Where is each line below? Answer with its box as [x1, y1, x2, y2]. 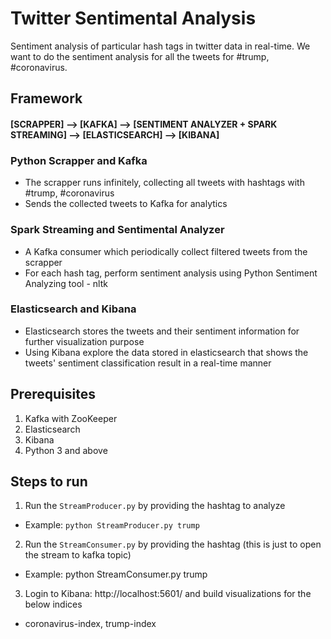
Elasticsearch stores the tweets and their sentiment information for [24, 325, 300, 337]
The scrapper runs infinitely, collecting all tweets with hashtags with [24, 177, 305, 189]
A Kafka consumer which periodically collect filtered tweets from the [24, 245, 308, 257]
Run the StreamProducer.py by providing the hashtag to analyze [24, 500, 286, 512]
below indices [24, 598, 83, 611]
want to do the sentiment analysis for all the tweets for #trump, [10, 50, 270, 62]
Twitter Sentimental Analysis [10, 7, 257, 30]
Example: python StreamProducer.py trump [24, 519, 200, 531]
